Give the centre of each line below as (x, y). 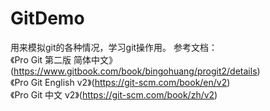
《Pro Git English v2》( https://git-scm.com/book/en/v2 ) (120, 82)
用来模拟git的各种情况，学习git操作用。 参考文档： (114, 47)
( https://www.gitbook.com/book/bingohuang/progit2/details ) (135, 71)
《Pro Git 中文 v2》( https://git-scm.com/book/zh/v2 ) (114, 94)
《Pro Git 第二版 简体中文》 (64, 59)
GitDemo (47, 18)
